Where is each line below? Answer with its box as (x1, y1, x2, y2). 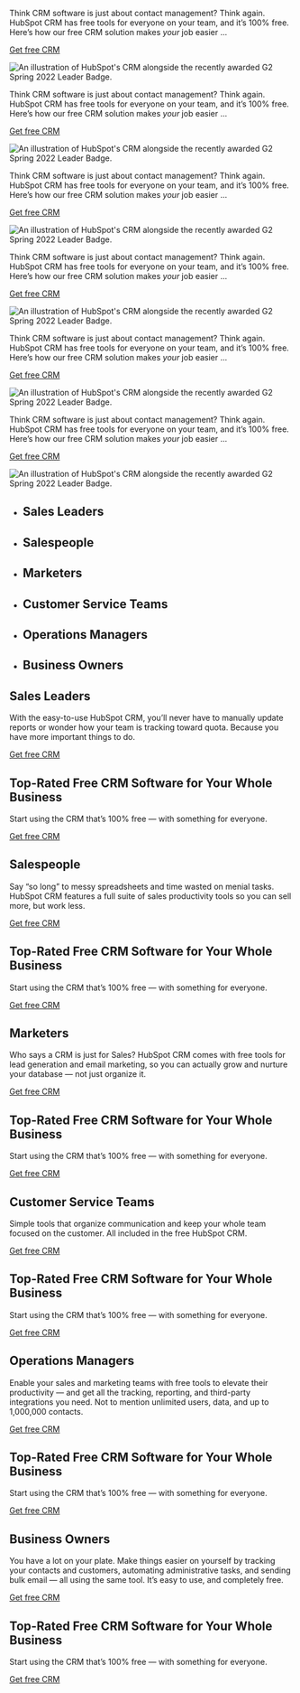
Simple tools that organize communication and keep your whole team (9, 1219, 267, 1230)
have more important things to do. (9, 732, 136, 743)
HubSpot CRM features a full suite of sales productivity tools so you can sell (9, 890, 292, 902)
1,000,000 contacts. (9, 1406, 84, 1417)
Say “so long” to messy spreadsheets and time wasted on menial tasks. (9, 881, 275, 892)
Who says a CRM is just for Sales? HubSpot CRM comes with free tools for (9, 1050, 286, 1061)
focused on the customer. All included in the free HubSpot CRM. (9, 1228, 248, 1239)
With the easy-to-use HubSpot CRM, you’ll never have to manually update (9, 713, 284, 724)
